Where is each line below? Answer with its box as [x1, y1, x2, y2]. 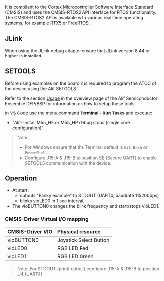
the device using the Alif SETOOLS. [5, 85, 78, 91]
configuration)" [12, 125, 44, 131]
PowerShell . [24, 149, 49, 155]
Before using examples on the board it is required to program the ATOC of [5, 80, 157, 86]
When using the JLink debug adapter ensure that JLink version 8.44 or [5, 47, 150, 54]
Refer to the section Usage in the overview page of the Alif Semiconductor [5, 95, 158, 101]
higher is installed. [5, 53, 43, 58]
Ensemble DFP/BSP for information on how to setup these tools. [5, 100, 136, 106]
